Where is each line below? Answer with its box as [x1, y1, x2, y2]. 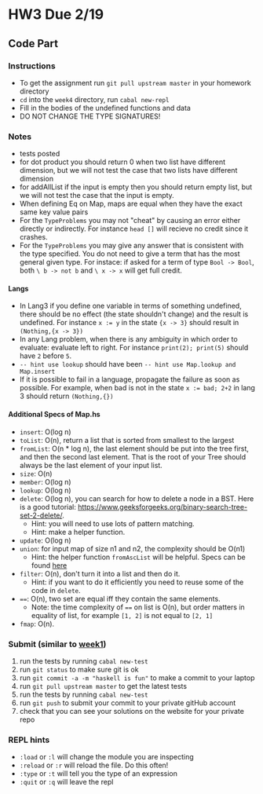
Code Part [8, 37, 59, 50]
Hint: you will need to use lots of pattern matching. [31, 518, 195, 528]
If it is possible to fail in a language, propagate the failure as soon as [19, 375, 240, 384]
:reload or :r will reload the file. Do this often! [19, 760, 169, 770]
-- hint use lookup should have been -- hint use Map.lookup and [19, 360, 236, 369]
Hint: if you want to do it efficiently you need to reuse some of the [31, 577, 244, 587]
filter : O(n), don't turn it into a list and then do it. [19, 569, 181, 578]
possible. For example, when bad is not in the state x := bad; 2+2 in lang [19, 383, 255, 393]
